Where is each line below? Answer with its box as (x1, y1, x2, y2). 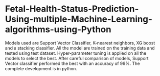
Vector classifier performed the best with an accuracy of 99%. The (5, 61, 140, 66)
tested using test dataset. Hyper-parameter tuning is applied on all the (5, 50, 147, 56)
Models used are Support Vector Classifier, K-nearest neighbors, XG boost (5, 40, 155, 46)
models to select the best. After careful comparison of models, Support (5, 55, 149, 61)
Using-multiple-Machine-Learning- (5, 14, 153, 25)
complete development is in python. (5, 65, 77, 71)
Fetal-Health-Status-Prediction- (5, 3, 139, 15)
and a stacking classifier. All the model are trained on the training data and (5, 45, 155, 51)
